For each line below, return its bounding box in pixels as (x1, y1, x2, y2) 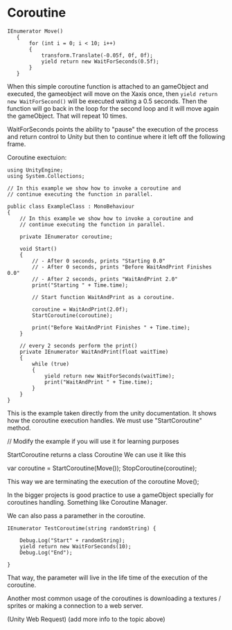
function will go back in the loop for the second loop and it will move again (7, 104, 220, 112)
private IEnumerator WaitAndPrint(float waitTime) (19, 348, 169, 355)
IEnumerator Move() (7, 28, 64, 35)
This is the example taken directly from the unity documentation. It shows (7, 408, 217, 417)
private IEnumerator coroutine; (19, 233, 113, 240)
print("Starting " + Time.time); (32, 282, 129, 289)
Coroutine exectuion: (7, 153, 67, 161)
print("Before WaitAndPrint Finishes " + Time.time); (32, 324, 190, 331)
